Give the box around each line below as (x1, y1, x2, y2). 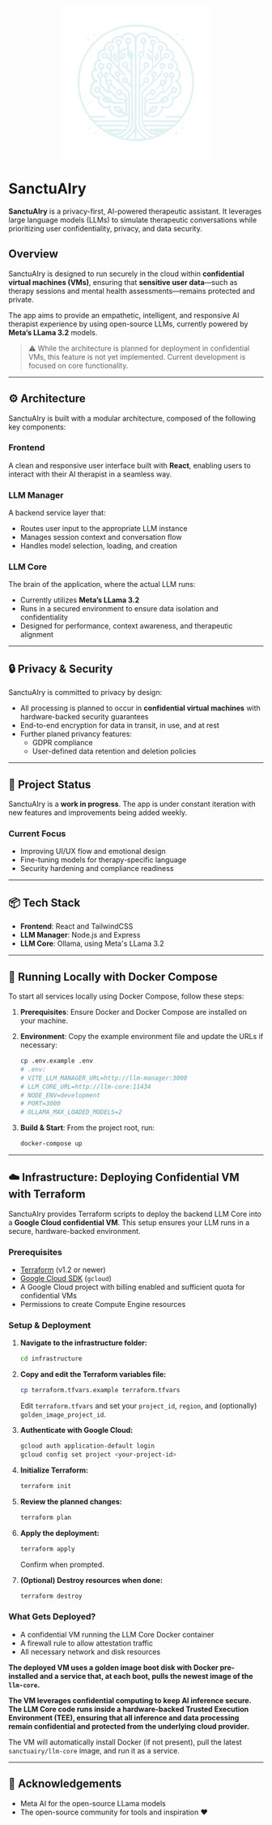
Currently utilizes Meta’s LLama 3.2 (19, 595, 140, 605)
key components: (8, 421, 66, 432)
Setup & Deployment (8, 1320, 91, 1331)
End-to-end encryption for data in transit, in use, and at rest (19, 721, 220, 731)
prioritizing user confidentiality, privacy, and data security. (8, 223, 202, 233)
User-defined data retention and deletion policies (32, 746, 197, 757)
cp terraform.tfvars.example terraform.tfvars (19, 1387, 181, 1395)
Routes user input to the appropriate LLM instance (19, 524, 188, 533)
